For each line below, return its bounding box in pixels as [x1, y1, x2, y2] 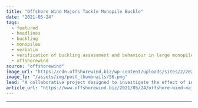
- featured [11, 25, 38, 31]
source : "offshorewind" [6, 63, 65, 69]
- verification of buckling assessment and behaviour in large [11, 52, 170, 58]
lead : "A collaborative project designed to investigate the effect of [6, 80, 186, 86]
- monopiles [11, 42, 41, 48]
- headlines [11, 31, 41, 36]
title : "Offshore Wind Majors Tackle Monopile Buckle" [6, 8, 144, 15]
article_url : [6, 85, 38, 91]
